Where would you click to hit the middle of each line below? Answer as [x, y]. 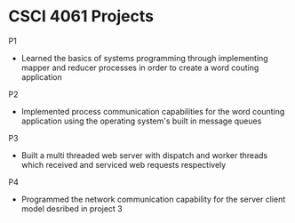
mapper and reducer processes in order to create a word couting [140, 68]
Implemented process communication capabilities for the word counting [153, 111]
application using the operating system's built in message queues [141, 121]
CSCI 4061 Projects [81, 16]
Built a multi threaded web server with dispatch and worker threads [144, 155]
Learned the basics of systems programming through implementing [144, 58]
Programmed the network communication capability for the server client [153, 199]
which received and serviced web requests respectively [124, 164]
